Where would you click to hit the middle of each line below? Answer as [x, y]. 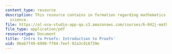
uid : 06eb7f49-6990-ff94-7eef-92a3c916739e [52, 44]
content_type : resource [31, 10]
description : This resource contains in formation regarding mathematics [86, 15]
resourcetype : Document [31, 34]
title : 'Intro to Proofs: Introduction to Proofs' [60, 39]
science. [19, 20]
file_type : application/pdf [35, 29]
